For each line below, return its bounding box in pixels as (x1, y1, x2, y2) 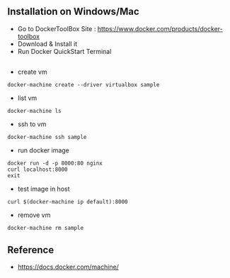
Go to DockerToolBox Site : (17, 24, 96, 33)
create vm (17, 67, 47, 77)
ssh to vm (17, 120, 47, 128)
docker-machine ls (7, 108, 62, 115)
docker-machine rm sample (7, 225, 84, 232)
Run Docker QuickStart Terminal (17, 47, 112, 55)
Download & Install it (17, 39, 78, 48)
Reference (7, 244, 54, 256)
